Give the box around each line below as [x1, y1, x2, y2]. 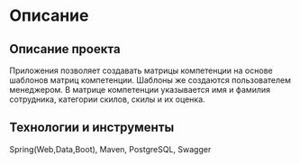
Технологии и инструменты [9, 120, 175, 135]
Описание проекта [9, 41, 121, 57]
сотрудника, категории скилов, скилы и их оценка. [9, 94, 205, 105]
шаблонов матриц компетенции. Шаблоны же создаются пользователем [9, 75, 291, 86]
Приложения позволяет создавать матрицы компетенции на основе [9, 65, 273, 76]
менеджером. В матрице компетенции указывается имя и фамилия [9, 85, 270, 95]
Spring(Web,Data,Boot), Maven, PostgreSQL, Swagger [9, 143, 212, 154]
